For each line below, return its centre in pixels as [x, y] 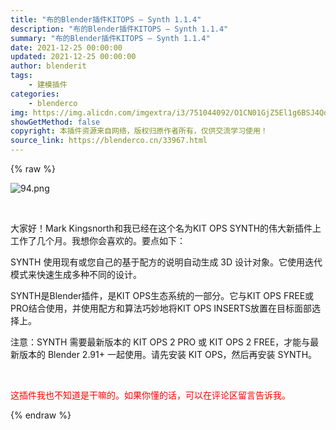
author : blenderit [48, 66]
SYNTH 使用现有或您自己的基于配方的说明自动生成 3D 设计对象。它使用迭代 [166, 262]
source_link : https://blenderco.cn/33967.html [109, 141]
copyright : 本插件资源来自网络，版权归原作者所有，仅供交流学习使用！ [139, 131]
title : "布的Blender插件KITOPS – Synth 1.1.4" [106, 19]
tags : [21, 76]
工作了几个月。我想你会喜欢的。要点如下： [98, 240]
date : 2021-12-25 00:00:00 [66, 47]
